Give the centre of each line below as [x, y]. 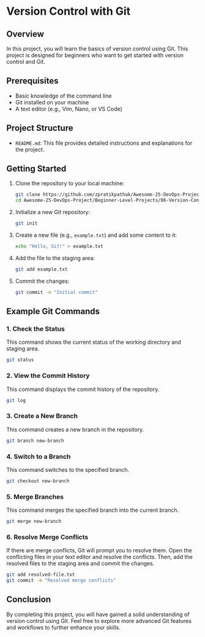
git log [16, 400]
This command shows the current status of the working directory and [94, 342]
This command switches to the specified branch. [68, 469]
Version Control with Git [69, 11]
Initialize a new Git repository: [53, 212]
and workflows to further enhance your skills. [63, 627]
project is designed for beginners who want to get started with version [95, 55]
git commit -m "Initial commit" [56, 292]
